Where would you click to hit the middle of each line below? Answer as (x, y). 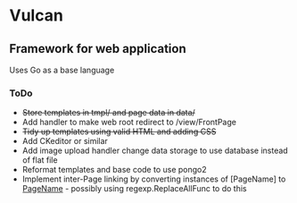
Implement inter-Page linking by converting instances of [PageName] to (154, 179)
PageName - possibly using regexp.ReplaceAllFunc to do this (134, 189)
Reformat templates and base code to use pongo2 (114, 170)
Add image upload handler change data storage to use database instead (155, 151)
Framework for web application (98, 49)
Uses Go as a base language (62, 70)
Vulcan (37, 16)
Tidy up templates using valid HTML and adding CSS (119, 131)
